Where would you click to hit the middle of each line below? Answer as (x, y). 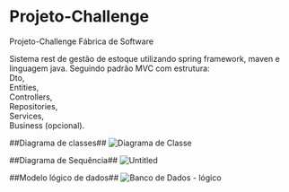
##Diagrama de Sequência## (64, 160)
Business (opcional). (47, 125)
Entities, (24, 87)
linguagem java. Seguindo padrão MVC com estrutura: (109, 68)
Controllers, (31, 97)
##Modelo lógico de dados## (64, 178)
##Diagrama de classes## (58, 143)
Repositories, (34, 106)
